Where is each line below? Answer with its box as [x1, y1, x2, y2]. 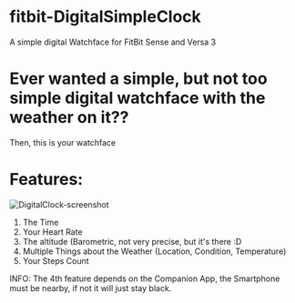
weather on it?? [9, 107, 129, 128]
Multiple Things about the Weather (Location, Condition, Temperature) [22, 246, 287, 257]
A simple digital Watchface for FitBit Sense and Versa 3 [9, 36, 217, 47]
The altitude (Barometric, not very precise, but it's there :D [22, 236, 242, 247]
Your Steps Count [22, 255, 89, 266]
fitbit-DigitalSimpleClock [9, 6, 202, 27]
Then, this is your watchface [9, 136, 117, 147]
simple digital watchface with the [9, 88, 266, 108]
